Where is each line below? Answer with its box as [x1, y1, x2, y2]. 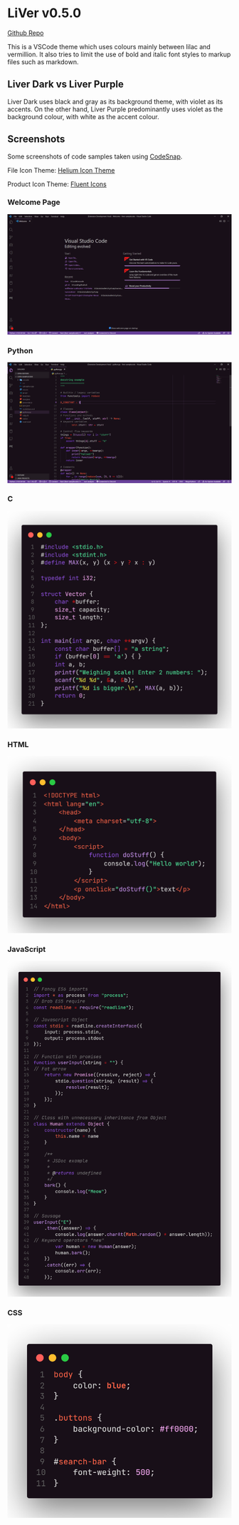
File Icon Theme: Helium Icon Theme [7, 166, 115, 174]
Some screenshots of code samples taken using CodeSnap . [7, 152, 183, 161]
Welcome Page [7, 198, 60, 208]
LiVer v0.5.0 [7, 5, 82, 21]
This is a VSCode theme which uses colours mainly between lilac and [7, 42, 211, 51]
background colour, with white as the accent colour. [7, 112, 159, 121]
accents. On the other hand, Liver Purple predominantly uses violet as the [7, 105, 223, 113]
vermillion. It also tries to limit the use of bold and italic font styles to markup [7, 50, 231, 59]
